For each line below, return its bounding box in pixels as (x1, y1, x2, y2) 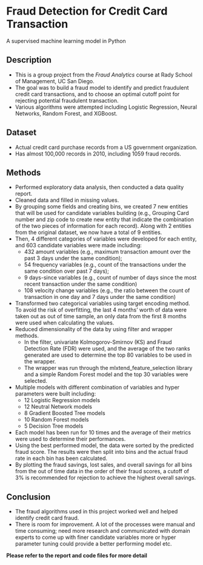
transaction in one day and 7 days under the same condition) (24, 293, 176, 301)
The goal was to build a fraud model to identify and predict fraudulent (15, 84, 189, 91)
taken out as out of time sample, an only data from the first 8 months (15, 313, 187, 320)
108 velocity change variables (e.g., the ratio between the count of (24, 287, 190, 294)
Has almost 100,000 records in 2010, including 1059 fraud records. (15, 150, 182, 157)
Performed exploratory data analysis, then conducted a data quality (15, 183, 184, 191)
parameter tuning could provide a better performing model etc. (15, 540, 172, 547)
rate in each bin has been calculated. (15, 454, 108, 462)
